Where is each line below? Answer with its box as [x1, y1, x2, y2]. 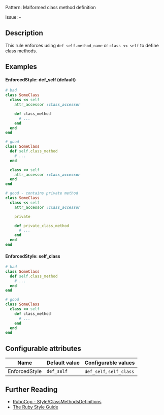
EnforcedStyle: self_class [5, 253, 60, 259]
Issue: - [5, 14, 21, 20]
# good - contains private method [5, 190, 79, 196]
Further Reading [5, 385, 58, 394]
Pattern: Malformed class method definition [5, 5, 96, 10]
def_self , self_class [84, 368, 135, 375]
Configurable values [84, 359, 135, 366]
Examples [5, 62, 37, 71]
